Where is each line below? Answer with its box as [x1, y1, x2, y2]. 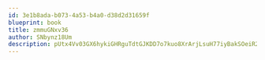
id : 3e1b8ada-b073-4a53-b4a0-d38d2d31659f [8, 11, 150, 19]
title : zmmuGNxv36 [8, 26, 69, 34]
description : [8, 41, 51, 48]
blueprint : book [8, 19, 62, 26]
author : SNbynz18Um [8, 33, 73, 41]
